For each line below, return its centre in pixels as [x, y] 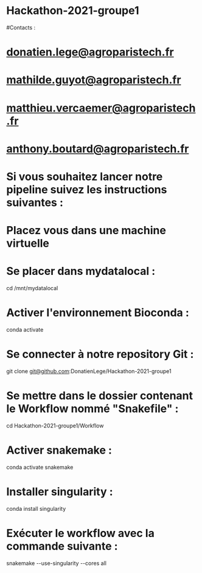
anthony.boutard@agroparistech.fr [98, 148]
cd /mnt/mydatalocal [32, 288]
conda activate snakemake [40, 467]
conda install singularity [36, 508]
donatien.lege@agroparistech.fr [90, 52]
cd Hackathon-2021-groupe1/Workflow [55, 425]
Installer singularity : [60, 492]
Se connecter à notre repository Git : [100, 354]
